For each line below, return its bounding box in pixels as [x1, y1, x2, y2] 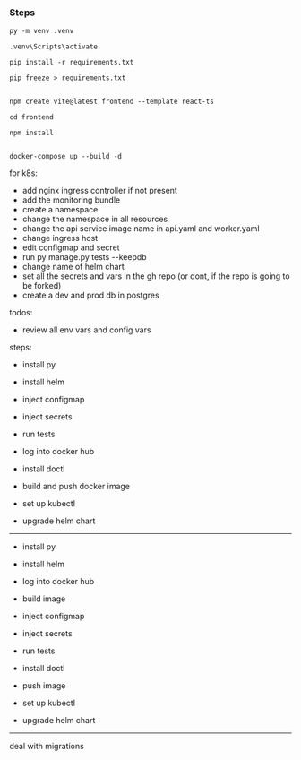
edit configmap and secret [21, 242, 120, 253]
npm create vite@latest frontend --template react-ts [9, 97, 215, 107]
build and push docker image [21, 481, 131, 492]
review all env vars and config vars [21, 324, 151, 335]
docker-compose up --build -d [9, 152, 123, 161]
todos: [9, 307, 33, 318]
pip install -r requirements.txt [9, 58, 134, 67]
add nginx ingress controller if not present [21, 186, 177, 196]
